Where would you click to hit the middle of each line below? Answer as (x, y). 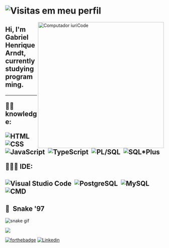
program (19, 76)
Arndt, (16, 53)
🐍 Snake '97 (25, 208)
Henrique (20, 45)
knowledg (21, 114)
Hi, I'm (16, 29)
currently (20, 61)
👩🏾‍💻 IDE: (19, 166)
